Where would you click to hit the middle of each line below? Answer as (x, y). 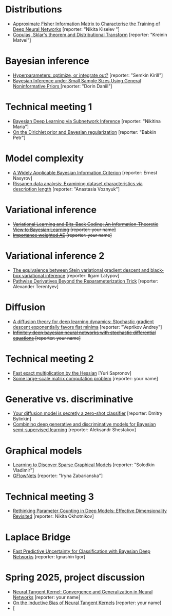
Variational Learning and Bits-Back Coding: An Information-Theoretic (85, 224)
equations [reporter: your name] (47, 338)
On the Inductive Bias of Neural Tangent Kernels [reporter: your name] (87, 603)
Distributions (34, 10)
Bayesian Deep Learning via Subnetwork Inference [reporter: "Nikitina (87, 121)
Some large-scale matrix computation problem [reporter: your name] (85, 378)
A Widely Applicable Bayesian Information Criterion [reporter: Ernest (85, 172)
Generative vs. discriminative (69, 399)
